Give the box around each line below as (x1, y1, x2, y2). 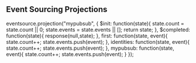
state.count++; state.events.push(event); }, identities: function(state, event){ (6, 38, 190, 45)
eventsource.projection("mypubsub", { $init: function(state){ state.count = (6, 20, 184, 27)
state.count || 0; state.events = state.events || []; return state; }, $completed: (6, 26, 190, 33)
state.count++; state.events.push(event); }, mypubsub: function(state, (6, 45, 174, 51)
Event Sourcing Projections (6, 5, 108, 14)
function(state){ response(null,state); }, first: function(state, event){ (6, 32, 168, 39)
